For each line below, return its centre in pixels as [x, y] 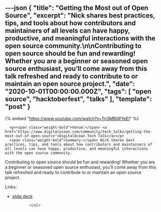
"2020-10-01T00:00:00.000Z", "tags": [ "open [78, 92]
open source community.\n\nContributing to [73, 46]
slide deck [22, 196]
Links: [11, 187]
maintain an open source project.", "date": [70, 84]
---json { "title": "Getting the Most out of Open [77, 8]
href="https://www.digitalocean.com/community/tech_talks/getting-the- [79, 132]
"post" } [18, 107]
